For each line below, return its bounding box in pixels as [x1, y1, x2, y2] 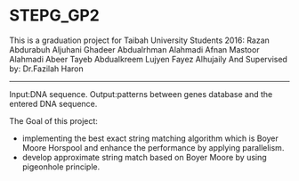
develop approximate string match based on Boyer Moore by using [21, 152, 267, 162]
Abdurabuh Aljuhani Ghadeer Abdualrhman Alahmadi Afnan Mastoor [9, 44, 260, 54]
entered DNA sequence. [9, 98, 98, 109]
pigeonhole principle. [21, 161, 101, 172]
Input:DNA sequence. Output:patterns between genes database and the [9, 88, 273, 99]
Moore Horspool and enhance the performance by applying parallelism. [21, 142, 285, 152]
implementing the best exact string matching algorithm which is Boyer [21, 133, 279, 144]
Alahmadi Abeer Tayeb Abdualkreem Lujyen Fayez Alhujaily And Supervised [9, 53, 287, 64]
